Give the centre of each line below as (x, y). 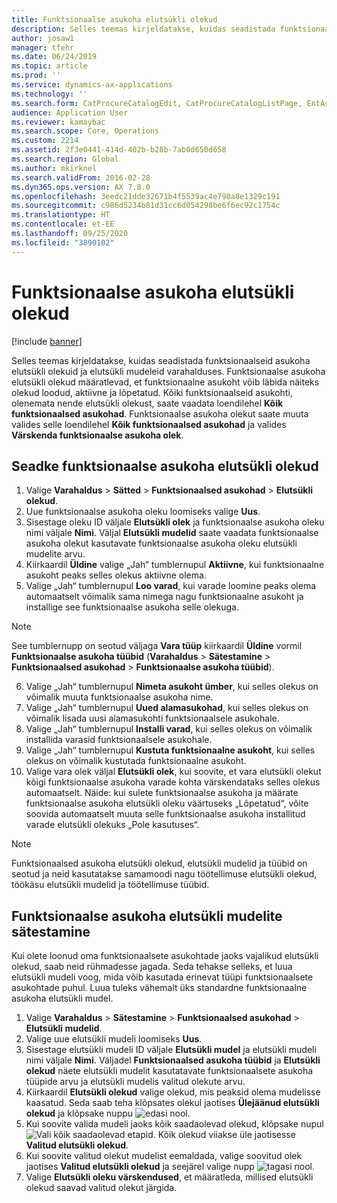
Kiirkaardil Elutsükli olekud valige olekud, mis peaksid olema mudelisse (173, 1092)
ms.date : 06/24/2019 (54, 57)
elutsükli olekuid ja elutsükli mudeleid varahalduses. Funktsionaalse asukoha (168, 371)
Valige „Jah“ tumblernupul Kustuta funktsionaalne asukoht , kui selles (170, 750)
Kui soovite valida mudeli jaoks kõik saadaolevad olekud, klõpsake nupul (174, 1124)
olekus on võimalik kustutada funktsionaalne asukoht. (136, 761)
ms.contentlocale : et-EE (63, 224)
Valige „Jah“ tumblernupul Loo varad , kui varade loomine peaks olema (171, 586)
